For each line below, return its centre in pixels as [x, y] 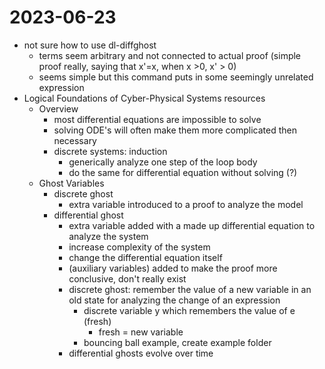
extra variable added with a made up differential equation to [192, 225]
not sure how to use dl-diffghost [90, 45]
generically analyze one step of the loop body [163, 162]
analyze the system [108, 236]
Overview [58, 108]
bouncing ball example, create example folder [177, 342]
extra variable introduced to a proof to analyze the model [186, 204]
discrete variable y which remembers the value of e [189, 310]
